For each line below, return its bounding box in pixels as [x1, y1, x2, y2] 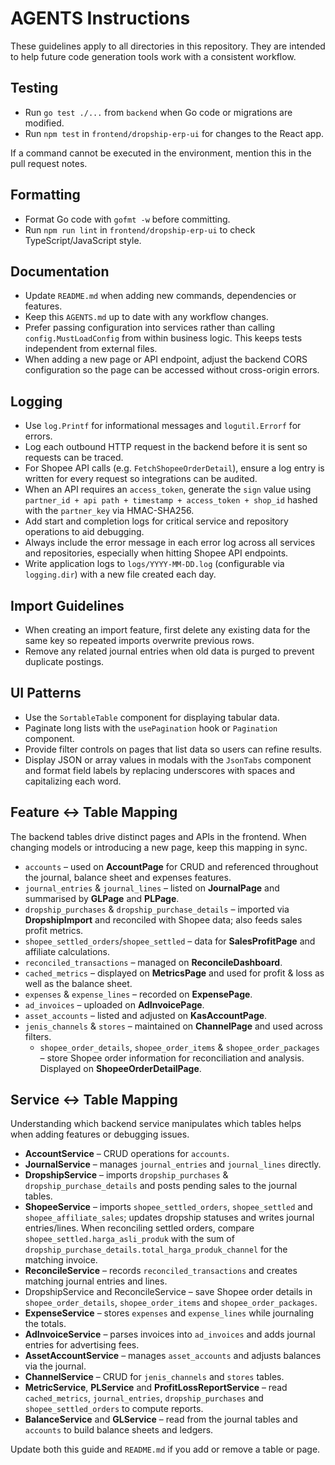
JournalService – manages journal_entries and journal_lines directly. [24, 1158, 322, 1171]
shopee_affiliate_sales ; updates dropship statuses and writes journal [24, 1212, 315, 1224]
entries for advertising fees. [24, 1339, 140, 1351]
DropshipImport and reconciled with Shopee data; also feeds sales [24, 913, 303, 926]
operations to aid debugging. [24, 526, 145, 538]
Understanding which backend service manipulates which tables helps [10, 1118, 302, 1130]
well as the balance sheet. [24, 977, 133, 989]
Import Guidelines [10, 597, 125, 614]
